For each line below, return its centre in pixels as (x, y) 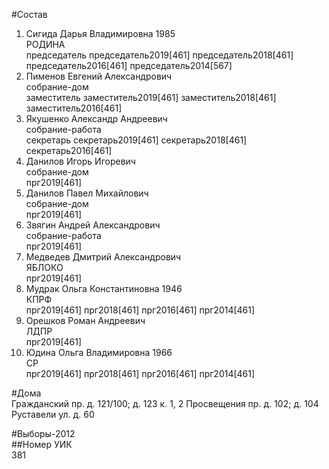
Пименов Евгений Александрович (99, 76)
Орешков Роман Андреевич (85, 320)
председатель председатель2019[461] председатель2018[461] (159, 55)
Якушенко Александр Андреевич (96, 118)
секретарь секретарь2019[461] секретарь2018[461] (136, 140)
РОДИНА (45, 44)
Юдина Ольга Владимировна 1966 (99, 352)
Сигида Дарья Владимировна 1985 (100, 33)
